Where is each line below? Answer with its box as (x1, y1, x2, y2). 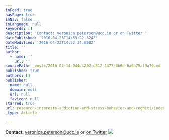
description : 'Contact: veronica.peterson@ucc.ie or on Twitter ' (5, 31, 147, 36)
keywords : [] (5, 26, 33, 31)
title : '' (5, 45, 26, 50)
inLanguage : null (5, 21, 42, 27)
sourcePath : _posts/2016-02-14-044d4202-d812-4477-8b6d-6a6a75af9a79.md (5, 63, 161, 68)
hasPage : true (5, 12, 35, 17)
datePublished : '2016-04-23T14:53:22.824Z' (5, 36, 98, 41)
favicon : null (10, 96, 39, 101)
